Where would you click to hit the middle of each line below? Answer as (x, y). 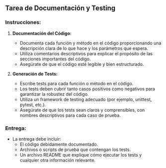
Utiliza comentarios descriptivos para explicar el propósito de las (86, 53)
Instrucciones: (23, 22)
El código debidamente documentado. (59, 144)
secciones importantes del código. (55, 59)
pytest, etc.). (33, 105)
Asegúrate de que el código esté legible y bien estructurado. (82, 64)
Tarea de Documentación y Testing (60, 8)
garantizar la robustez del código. (54, 94)
